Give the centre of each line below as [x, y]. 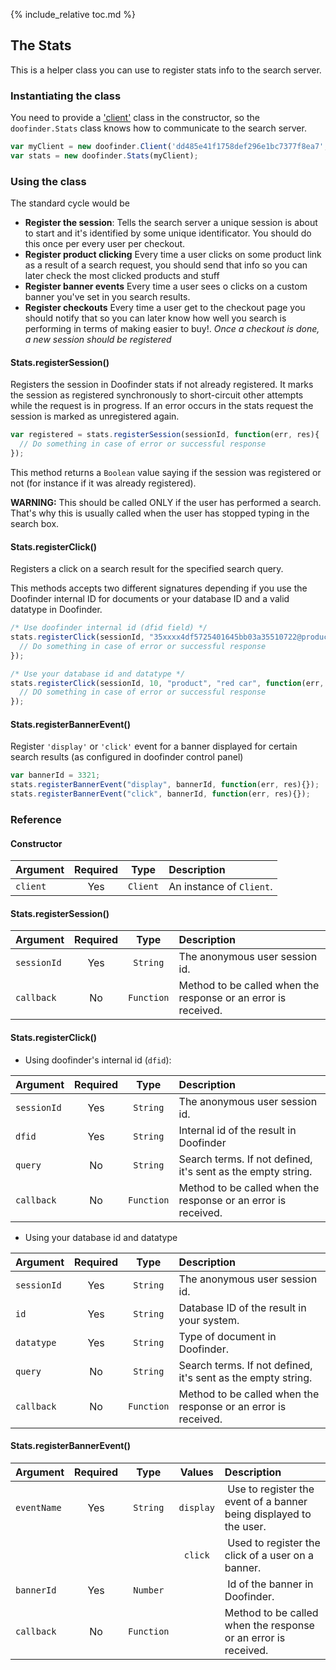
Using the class [48, 181]
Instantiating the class [66, 96]
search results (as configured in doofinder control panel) [127, 757]
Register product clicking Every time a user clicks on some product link [173, 255]
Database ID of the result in [242, 1307]
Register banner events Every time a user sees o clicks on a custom [166, 286]
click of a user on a [269, 1555]
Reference [36, 819]
